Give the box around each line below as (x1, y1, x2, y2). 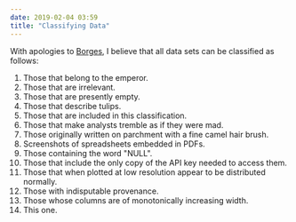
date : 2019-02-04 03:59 (10, 12, 99, 22)
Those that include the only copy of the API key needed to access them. (22, 157, 288, 168)
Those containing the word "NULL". (22, 147, 153, 158)
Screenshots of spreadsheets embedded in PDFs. (22, 139, 205, 149)
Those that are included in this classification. (22, 110, 188, 121)
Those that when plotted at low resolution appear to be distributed (22, 166, 266, 178)
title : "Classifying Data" (10, 21, 110, 30)
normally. (22, 176, 58, 186)
